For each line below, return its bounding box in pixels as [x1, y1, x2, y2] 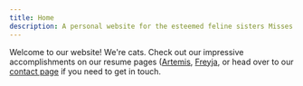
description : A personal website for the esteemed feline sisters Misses [9, 22, 294, 31]
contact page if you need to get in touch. [9, 65, 161, 77]
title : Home [9, 13, 54, 23]
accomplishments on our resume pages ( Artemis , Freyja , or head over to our [9, 56, 294, 67]
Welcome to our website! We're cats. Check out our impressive [9, 46, 244, 57]
